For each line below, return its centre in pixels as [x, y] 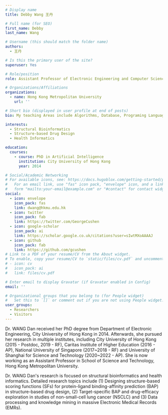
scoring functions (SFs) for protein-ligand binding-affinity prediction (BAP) [82, 386]
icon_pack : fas [30, 203]
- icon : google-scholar [34, 227]
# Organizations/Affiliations [37, 88]
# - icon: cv [19, 264]
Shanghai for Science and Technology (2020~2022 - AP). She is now [76, 355]
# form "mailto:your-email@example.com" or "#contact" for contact [79, 189]
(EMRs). [13, 407]
